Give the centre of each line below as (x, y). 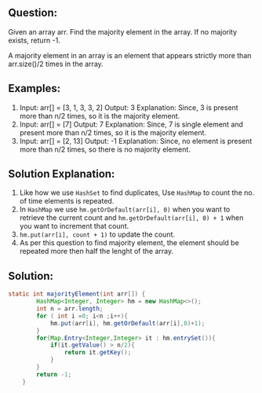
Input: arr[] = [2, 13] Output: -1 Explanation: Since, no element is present (136, 141)
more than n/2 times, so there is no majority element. (105, 149)
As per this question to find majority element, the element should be (129, 243)
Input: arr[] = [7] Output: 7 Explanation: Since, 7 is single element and (131, 124)
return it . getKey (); (98, 353)
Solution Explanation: (62, 174)
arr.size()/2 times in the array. (56, 64)
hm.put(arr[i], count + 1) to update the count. (97, 234)
